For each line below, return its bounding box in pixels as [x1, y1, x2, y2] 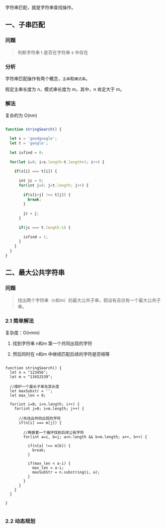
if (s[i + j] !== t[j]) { [23, 192, 71, 197]
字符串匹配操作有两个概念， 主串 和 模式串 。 [5, 75, 91, 82]
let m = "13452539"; [10, 374, 53, 379]
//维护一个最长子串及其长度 [10, 384, 59, 389]
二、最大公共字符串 [5, 269, 65, 277]
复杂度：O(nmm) [5, 329, 40, 336]
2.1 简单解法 [5, 317, 34, 324]
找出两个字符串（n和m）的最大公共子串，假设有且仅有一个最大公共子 [17, 297, 161, 303]
